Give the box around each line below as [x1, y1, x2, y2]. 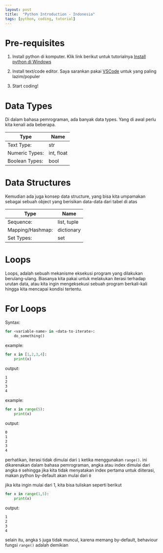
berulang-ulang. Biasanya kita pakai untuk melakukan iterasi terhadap [5, 276, 146, 282]
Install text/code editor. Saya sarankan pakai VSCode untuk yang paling [12, 68, 157, 74]
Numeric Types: [7, 150, 44, 157]
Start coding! [12, 83, 39, 89]
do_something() [14, 333, 45, 339]
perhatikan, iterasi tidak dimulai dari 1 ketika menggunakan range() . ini [5, 457, 147, 463]
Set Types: [7, 235, 32, 241]
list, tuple [57, 219, 79, 226]
